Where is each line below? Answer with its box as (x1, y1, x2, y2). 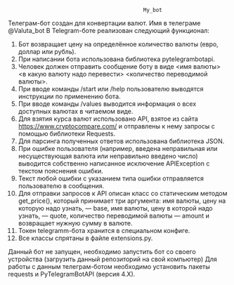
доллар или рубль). (18, 48, 77, 55)
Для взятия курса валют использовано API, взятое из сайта (18, 114, 199, 123)
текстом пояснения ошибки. (18, 167, 104, 175)
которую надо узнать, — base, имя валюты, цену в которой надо (18, 204, 213, 212)
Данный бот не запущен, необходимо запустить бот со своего (8, 248, 196, 256)
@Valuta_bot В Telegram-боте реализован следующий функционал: (8, 27, 210, 34)
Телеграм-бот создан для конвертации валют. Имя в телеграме (8, 19, 201, 27)
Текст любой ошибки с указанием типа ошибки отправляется (18, 174, 204, 183)
